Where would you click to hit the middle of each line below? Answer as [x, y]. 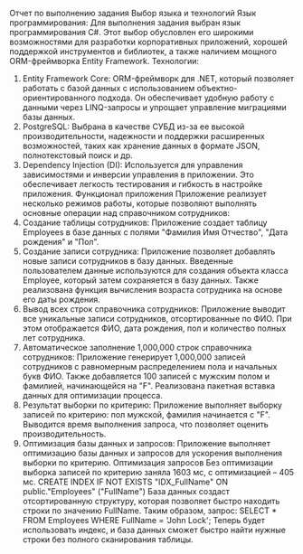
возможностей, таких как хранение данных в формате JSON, [141, 146]
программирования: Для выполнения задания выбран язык [125, 23]
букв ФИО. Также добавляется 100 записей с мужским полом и [146, 376]
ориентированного [59, 98]
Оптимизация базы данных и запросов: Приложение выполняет [147, 443]
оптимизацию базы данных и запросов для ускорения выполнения [152, 453]
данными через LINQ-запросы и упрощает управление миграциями [154, 107]
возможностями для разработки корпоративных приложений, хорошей [148, 42]
